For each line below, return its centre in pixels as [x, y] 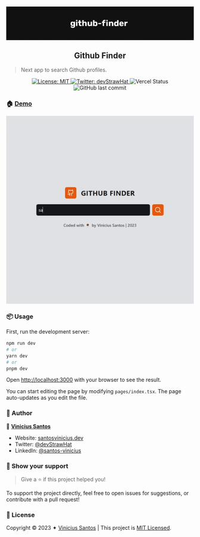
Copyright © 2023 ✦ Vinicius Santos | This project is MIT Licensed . [89, 528]
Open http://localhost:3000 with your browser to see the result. [84, 380]
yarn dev [17, 356]
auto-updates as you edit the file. [47, 398]
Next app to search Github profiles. [64, 70]
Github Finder [100, 55]
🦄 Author [19, 413]
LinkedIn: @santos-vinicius [48, 450]
